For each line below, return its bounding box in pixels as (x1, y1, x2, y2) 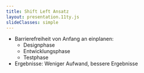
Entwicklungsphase (23, 48, 71, 55)
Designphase (23, 41, 55, 48)
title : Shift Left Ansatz (6, 8, 69, 15)
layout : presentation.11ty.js (6, 14, 80, 20)
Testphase (23, 54, 48, 61)
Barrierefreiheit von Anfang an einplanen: (14, 36, 114, 43)
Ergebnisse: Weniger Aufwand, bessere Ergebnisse (14, 60, 138, 67)
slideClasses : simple (6, 19, 59, 25)
